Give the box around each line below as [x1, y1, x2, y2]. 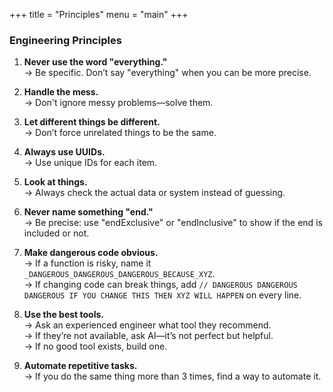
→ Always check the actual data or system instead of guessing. [23, 187, 286, 199]
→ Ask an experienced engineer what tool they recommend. [23, 319, 272, 331]
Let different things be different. [23, 116, 161, 128]
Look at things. [23, 176, 88, 188]
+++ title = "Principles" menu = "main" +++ [9, 9, 189, 20]
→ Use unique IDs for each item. [23, 157, 158, 169]
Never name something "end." [23, 206, 154, 218]
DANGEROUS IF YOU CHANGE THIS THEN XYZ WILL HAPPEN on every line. [23, 289, 302, 301]
